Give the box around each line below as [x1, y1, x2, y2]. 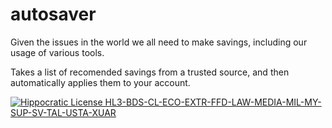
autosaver [10, 3, 97, 26]
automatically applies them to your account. [10, 76, 191, 88]
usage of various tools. [10, 46, 105, 58]
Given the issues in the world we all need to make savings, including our [10, 36, 308, 48]
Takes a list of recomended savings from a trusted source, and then [10, 66, 290, 78]
